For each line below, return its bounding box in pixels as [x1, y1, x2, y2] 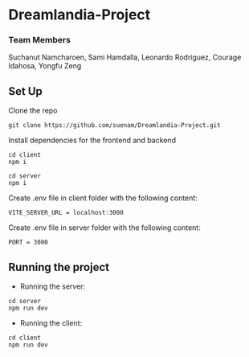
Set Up [8, 84, 43, 98]
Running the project [8, 260, 110, 274]
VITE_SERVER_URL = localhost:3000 [8, 209, 124, 217]
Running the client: [19, 318, 83, 328]
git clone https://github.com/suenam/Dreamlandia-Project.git [8, 121, 221, 129]
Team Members [8, 35, 71, 46]
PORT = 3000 [8, 239, 48, 247]
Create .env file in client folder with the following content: [8, 193, 198, 203]
